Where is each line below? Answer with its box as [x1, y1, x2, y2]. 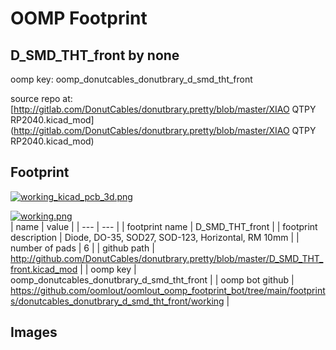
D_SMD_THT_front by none [10, 47, 180, 64]
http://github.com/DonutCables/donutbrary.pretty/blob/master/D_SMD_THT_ [10, 252, 324, 264]
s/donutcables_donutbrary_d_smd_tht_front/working [10, 295, 225, 307]
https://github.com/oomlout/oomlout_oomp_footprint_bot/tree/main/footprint [10, 284, 326, 296]
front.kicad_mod [10, 263, 78, 275]
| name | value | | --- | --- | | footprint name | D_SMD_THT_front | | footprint [10, 220, 318, 232]
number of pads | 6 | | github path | [10, 242, 155, 254]
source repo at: [10, 93, 73, 104]
